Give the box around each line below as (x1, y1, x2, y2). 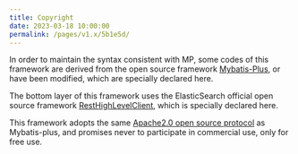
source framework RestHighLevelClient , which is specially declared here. (9, 100, 279, 111)
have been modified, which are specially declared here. (9, 73, 214, 84)
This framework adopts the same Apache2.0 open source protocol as (9, 117, 266, 128)
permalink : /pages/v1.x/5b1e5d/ (9, 30, 130, 38)
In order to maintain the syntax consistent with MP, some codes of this (9, 55, 269, 65)
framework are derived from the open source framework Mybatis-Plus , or (9, 64, 281, 74)
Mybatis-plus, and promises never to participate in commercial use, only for (9, 127, 289, 138)
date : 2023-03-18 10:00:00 (9, 21, 110, 30)
